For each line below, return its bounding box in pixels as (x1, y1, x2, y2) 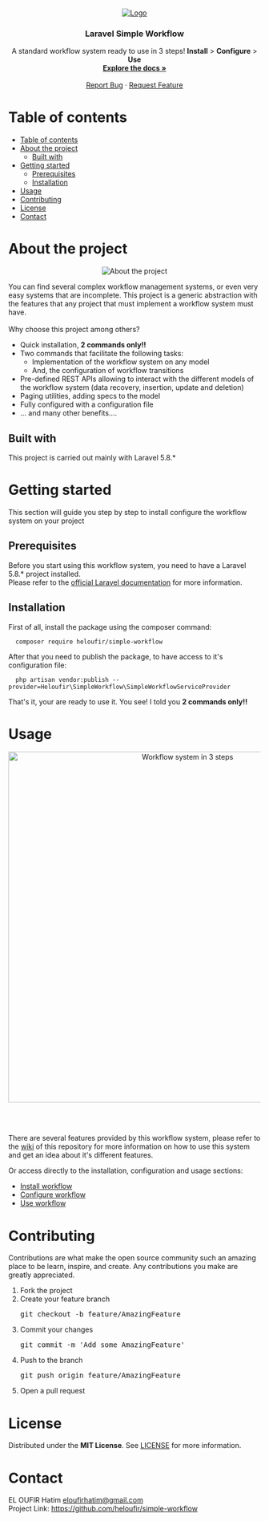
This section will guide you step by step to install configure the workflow (8, 507, 247, 517)
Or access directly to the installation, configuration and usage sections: (8, 1166, 243, 1175)
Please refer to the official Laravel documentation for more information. (8, 578, 243, 587)
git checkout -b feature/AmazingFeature (19, 1310, 182, 1319)
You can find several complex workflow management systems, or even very (8, 282, 259, 292)
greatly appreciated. (8, 1270, 75, 1280)
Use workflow (19, 1199, 66, 1208)
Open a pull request (19, 1386, 86, 1396)
